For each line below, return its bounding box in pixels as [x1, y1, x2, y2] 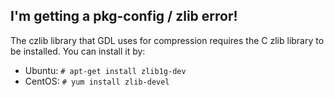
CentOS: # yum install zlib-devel [24, 75, 170, 87]
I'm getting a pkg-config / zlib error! [10, 8, 238, 25]
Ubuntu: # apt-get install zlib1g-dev [24, 64, 187, 76]
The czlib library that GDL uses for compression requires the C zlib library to [10, 34, 325, 46]
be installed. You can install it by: [10, 45, 146, 57]
